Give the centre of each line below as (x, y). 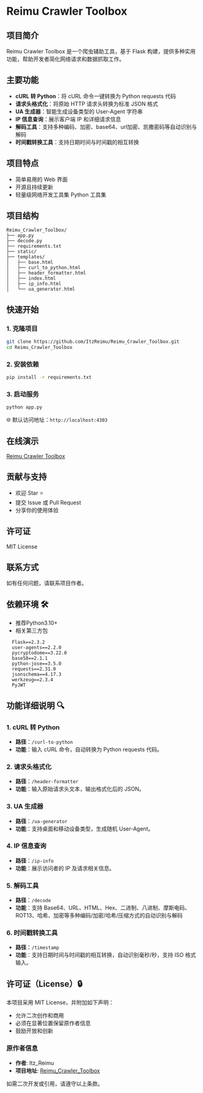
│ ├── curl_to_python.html (44, 268)
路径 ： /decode (33, 900)
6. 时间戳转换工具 (32, 933)
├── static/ (21, 252)
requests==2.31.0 (34, 669)
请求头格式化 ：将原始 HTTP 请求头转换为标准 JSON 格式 (86, 104)
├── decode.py (25, 241)
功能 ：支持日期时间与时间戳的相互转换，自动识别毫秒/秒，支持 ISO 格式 (105, 955)
